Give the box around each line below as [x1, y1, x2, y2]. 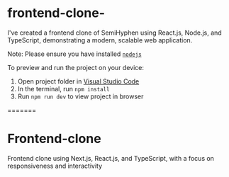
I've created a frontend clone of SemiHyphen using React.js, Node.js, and [7, 28, 222, 37]
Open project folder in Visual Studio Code [17, 76, 140, 86]
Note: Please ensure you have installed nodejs [7, 50, 142, 58]
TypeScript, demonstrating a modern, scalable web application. [7, 35, 193, 44]
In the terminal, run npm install [17, 84, 110, 93]
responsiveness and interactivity [7, 161, 103, 170]
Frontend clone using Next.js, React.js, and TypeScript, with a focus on [7, 154, 215, 162]
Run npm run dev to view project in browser [17, 92, 144, 101]
